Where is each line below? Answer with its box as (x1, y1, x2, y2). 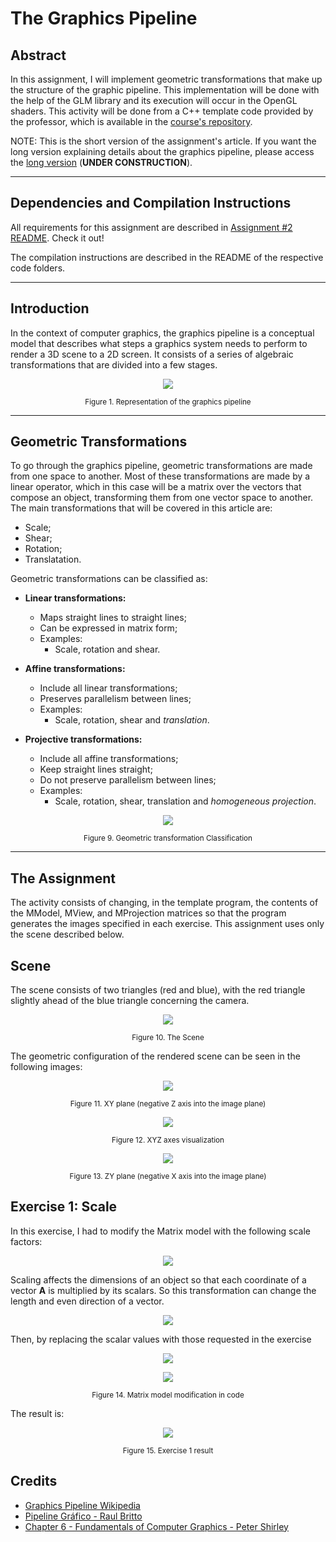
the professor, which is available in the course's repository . (10, 116, 253, 127)
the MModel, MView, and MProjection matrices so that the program (10, 907, 287, 919)
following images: (10, 1061, 83, 1073)
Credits (10, 1473, 58, 1490)
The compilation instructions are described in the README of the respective (10, 251, 324, 263)
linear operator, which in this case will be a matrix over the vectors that (10, 481, 302, 493)
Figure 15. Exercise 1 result (122, 1445, 214, 1456)
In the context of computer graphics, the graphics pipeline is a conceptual (10, 327, 315, 339)
